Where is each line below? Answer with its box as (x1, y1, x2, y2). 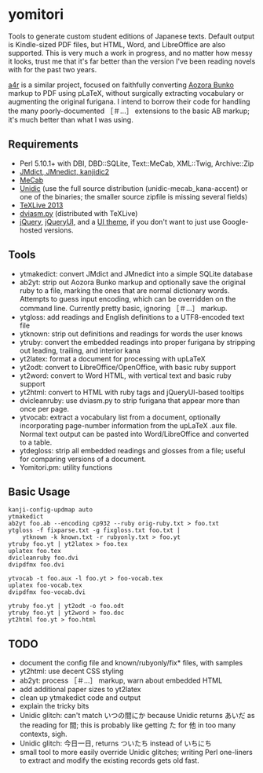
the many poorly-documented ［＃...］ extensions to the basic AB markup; (8, 106, 250, 115)
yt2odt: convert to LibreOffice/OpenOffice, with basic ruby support (19, 362, 236, 372)
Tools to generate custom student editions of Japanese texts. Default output (8, 31, 255, 41)
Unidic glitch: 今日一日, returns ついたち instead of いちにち (19, 738, 212, 748)
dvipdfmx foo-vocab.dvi (8, 588, 86, 596)
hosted (19, 225, 43, 235)
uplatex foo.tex (8, 548, 61, 555)
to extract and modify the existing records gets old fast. (19, 756, 199, 765)
